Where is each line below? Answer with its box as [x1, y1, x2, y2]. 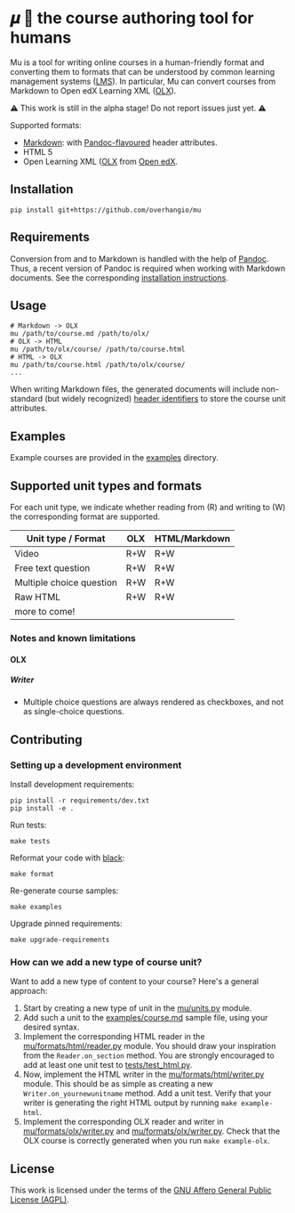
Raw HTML [14, 591, 61, 603]
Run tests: [10, 819, 47, 831]
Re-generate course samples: [10, 885, 119, 896]
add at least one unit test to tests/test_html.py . [22, 1060, 193, 1071]
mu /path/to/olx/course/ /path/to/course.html [10, 345, 186, 354]
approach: [10, 986, 48, 997]
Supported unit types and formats [10, 478, 203, 493]
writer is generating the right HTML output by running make [22, 1097, 238, 1108]
